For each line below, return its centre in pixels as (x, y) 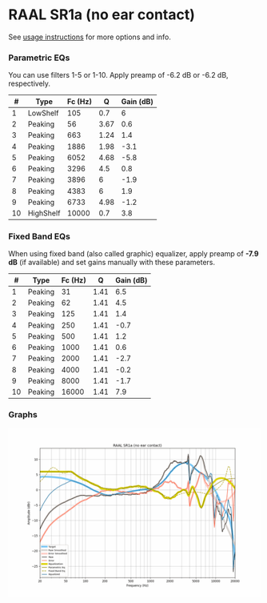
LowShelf (43, 113)
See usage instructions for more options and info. (90, 37)
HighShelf (44, 213)
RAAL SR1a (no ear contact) (102, 15)
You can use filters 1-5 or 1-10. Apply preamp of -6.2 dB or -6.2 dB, (119, 75)
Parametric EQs (39, 58)
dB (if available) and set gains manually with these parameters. (112, 263)
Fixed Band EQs (39, 236)
